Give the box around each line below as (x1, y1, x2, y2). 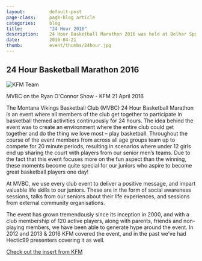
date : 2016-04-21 (6, 37, 77, 43)
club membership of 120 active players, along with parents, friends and (6, 217, 182, 224)
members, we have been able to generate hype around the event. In (25, 224, 194, 231)
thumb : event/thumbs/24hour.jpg (6, 43, 112, 49)
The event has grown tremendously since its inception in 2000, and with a (6, 210, 189, 218)
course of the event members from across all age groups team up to (6, 136, 176, 143)
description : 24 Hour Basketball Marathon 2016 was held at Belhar (6, 31, 187, 37)
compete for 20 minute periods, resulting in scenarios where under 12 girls (6, 142, 191, 149)
